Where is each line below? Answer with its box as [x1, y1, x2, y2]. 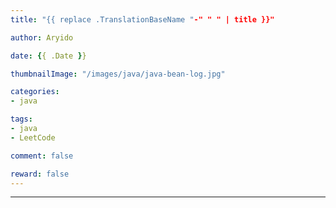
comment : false [10, 151, 74, 161]
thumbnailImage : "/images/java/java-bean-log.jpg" [10, 69, 226, 79]
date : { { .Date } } [10, 51, 87, 61]
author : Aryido [10, 32, 74, 43]
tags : [10, 114, 33, 125]
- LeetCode [10, 132, 56, 143]
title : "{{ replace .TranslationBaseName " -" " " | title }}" [10, 14, 275, 25]
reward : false [10, 169, 70, 179]
